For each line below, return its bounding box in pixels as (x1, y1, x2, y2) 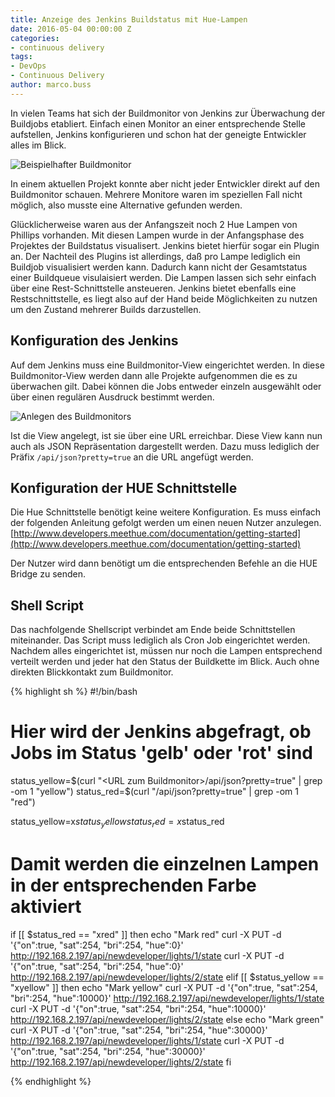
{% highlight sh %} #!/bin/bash (10, 686, 138, 698)
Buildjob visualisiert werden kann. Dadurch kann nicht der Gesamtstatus (10, 261, 308, 273)
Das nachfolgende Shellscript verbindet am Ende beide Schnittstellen (10, 624, 296, 636)
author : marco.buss (10, 80, 92, 90)
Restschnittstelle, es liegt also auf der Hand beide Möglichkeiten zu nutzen (10, 292, 318, 305)
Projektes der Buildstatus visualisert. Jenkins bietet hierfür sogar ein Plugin (10, 239, 320, 251)
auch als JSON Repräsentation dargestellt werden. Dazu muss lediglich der (10, 440, 320, 452)
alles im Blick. (10, 139, 67, 151)
